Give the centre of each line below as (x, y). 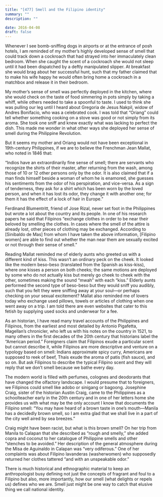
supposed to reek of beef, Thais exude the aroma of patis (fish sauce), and (80, 357)
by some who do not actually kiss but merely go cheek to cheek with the (78, 275)
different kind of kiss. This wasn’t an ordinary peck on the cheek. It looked (79, 259)
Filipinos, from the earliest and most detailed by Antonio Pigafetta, (71, 326)
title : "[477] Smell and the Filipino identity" (55, 10)
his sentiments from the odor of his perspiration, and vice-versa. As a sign (80, 183)
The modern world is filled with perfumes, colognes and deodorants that (78, 377)
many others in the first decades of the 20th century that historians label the (81, 336)
